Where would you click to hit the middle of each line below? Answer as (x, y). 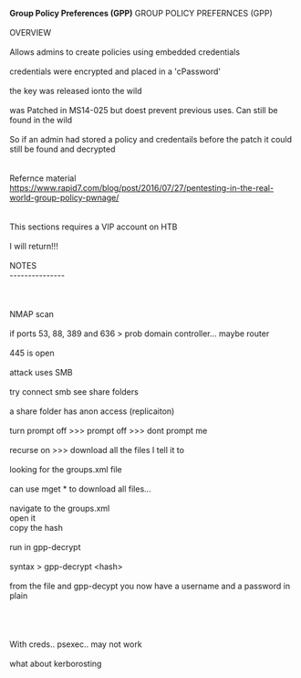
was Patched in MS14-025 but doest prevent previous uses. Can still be (144, 110)
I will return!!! (34, 246)
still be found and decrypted (62, 149)
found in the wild (41, 120)
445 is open (32, 353)
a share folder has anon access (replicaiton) (92, 411)
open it (23, 518)
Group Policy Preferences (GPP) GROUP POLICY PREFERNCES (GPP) (141, 13)
